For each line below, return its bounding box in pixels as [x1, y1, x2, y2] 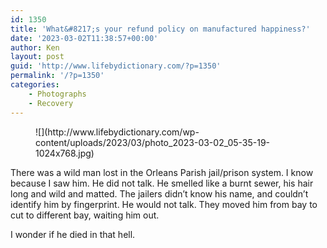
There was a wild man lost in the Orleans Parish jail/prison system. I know [10, 166, 314, 178]
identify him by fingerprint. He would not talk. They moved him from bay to [10, 198, 318, 210]
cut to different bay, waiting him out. [10, 209, 160, 221]
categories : [10, 80, 60, 90]
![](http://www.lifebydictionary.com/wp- [35, 126, 200, 138]
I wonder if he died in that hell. [10, 228, 136, 240]
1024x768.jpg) [35, 147, 95, 159]
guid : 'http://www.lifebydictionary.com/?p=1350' [10, 61, 222, 71]
